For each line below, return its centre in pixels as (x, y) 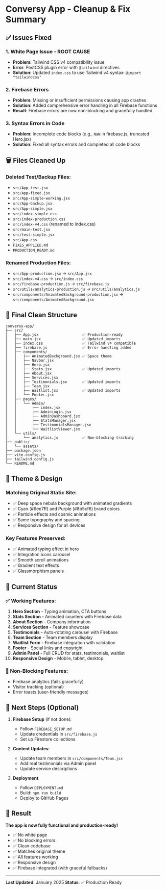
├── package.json (23, 451)
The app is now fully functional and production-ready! (62, 825)
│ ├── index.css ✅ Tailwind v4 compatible (71, 343)
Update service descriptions (48, 769)
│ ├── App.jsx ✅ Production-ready (64, 335)
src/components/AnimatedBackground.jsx (53, 300)
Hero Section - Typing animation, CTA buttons (59, 611)
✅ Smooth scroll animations (41, 560)
